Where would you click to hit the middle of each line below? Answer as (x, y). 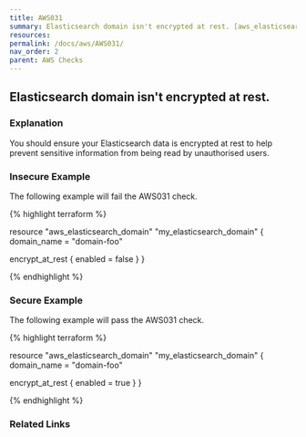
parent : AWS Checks (46, 60)
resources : (30, 35)
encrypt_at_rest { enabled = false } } (77, 259)
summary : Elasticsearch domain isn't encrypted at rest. (120, 26)
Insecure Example (50, 176)
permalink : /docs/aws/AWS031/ (67, 43)
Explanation (36, 123)
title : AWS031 (36, 18)
